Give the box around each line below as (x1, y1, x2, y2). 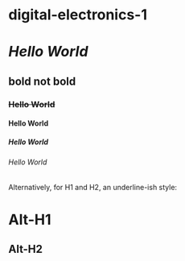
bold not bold (8, 74, 76, 88)
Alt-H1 (8, 211, 51, 229)
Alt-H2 (8, 242, 43, 256)
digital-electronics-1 (8, 6, 147, 24)
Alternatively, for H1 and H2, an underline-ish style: (8, 182, 178, 192)
